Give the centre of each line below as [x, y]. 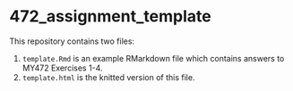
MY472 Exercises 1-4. [62, 68]
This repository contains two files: [72, 41]
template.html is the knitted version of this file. [108, 77]
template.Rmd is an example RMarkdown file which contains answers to [153, 58]
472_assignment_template [111, 17]
